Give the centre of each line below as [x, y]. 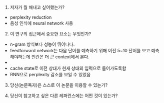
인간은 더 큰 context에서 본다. [61, 57]
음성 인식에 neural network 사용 [41, 23]
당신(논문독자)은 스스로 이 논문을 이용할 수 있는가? [59, 85]
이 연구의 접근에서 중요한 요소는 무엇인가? [50, 34]
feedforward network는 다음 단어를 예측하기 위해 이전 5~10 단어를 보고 [80, 51]
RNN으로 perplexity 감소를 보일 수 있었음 [50, 74]
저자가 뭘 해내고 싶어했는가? [37, 7]
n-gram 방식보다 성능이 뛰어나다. [42, 44]
